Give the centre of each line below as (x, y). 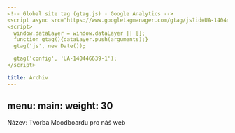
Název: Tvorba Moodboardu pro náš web (66, 123)
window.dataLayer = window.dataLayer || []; (79, 33)
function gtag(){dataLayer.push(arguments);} (81, 40)
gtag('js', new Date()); (50, 46)
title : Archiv (28, 77)
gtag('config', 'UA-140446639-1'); (65, 59)
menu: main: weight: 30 (60, 106)
